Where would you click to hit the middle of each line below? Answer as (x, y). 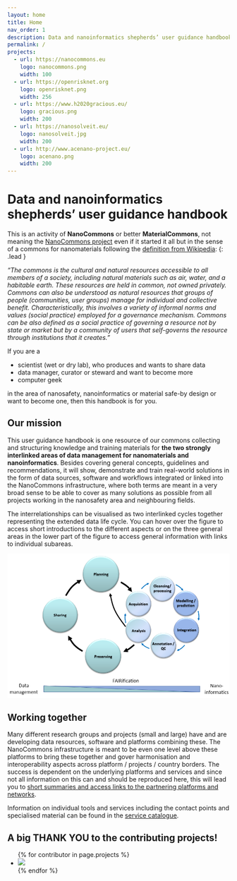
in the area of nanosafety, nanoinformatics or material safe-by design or (112, 394)
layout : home (26, 15)
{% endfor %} (38, 870)
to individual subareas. (40, 544)
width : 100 (36, 74)
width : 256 (36, 97)
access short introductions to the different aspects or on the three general (115, 528)
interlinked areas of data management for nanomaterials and (98, 455)
